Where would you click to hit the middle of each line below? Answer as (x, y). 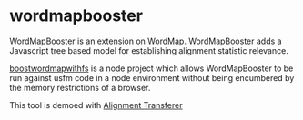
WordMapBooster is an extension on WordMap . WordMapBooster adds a (146, 41)
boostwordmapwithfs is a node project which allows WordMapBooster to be (151, 68)
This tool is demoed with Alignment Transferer (96, 105)
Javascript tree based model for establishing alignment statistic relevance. (149, 50)
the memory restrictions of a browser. (80, 87)
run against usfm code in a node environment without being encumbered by (152, 77)
